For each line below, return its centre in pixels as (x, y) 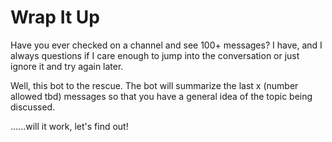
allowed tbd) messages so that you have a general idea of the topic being (161, 96)
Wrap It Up (55, 17)
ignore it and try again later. (67, 66)
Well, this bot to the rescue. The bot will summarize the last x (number (154, 85)
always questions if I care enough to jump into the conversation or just (155, 55)
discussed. (33, 107)
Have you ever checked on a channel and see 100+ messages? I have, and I (166, 45)
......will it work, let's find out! (69, 126)
